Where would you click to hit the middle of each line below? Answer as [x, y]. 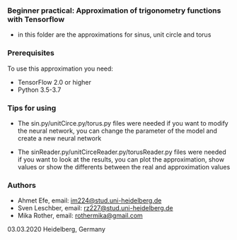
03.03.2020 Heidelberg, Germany [57, 229]
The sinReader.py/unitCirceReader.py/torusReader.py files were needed [122, 152]
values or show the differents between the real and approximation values [124, 167]
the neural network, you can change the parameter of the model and [117, 131]
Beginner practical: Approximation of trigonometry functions [114, 11]
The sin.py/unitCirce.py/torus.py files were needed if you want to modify [123, 123]
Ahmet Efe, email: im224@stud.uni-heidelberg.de [89, 200]
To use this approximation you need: [60, 68]
